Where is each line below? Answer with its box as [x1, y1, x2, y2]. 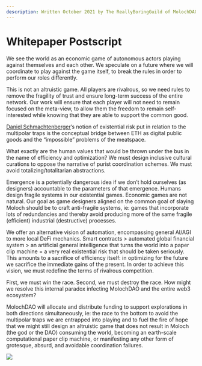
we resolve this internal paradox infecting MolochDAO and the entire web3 [6, 285, 191, 292]
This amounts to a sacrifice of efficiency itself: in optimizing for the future [6, 254, 188, 261]
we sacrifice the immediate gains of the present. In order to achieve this [6, 260, 185, 268]
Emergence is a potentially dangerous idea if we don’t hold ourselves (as [6, 178, 186, 186]
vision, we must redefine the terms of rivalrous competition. [6, 267, 155, 274]
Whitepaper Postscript [6, 34, 122, 48]
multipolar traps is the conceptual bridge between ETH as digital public [6, 129, 182, 136]
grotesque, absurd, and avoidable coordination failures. [6, 341, 143, 349]
